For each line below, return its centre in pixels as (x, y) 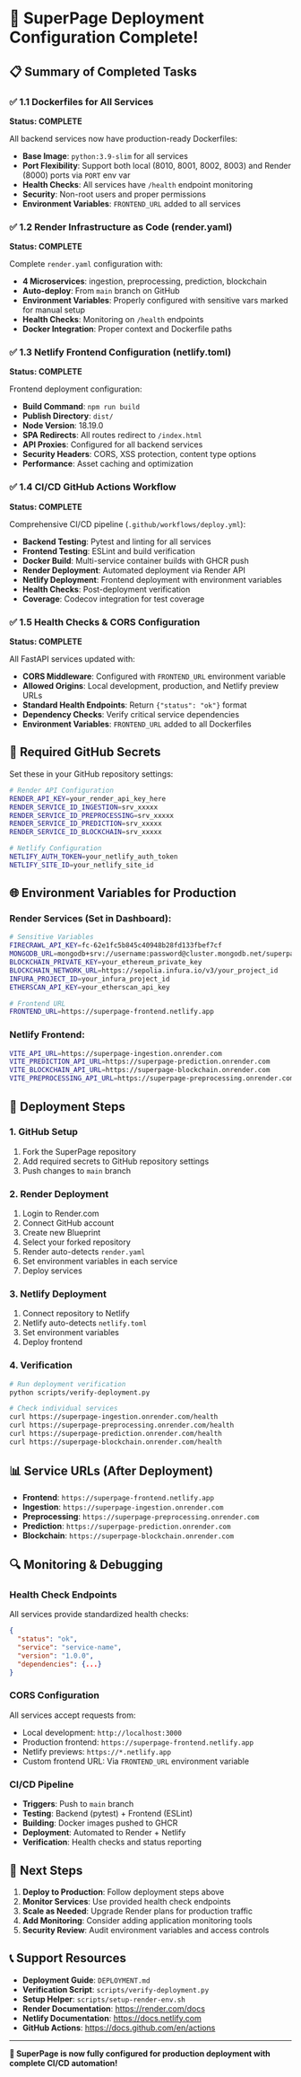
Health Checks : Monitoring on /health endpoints (113, 320)
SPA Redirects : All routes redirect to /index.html (112, 436)
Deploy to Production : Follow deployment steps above (123, 1892)
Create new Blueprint (61, 1233)
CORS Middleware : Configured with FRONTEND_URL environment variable (154, 676)
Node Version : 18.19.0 (63, 426)
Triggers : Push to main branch (78, 1804)
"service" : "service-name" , (70, 1648)
